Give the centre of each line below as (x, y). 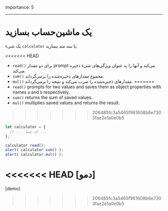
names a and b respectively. (41, 92)
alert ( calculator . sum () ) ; (34, 150)
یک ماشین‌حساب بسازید (49, 32)
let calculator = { (25, 127)
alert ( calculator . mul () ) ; (34, 155)
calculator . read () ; (25, 145)
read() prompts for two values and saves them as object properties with (87, 87)
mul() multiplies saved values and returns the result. (66, 103)
